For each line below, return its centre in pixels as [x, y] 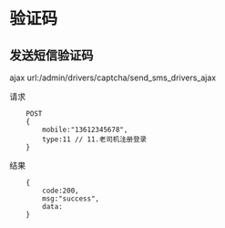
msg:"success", [71, 199]
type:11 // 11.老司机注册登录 [95, 140]
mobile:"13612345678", [85, 130]
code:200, [61, 191]
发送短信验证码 [51, 55]
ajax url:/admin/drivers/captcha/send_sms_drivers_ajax [113, 78]
